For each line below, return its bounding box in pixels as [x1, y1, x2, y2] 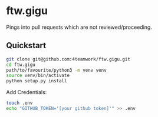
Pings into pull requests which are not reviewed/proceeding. [6, 24, 152, 31]
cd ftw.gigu [6, 62, 35, 68]
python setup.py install [6, 78, 67, 84]
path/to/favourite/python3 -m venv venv [6, 67, 107, 73]
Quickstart [6, 41, 47, 51]
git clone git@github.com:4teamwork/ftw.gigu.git [6, 56, 131, 62]
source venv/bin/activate [6, 72, 70, 79]
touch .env [6, 100, 33, 106]
